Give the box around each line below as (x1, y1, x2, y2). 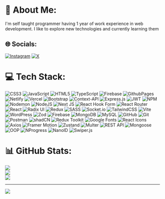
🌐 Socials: (5, 40, 37, 49)
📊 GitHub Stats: (5, 145, 72, 156)
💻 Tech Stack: (5, 71, 66, 82)
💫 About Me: (5, 4, 57, 16)
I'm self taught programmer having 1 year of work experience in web (5, 21, 143, 26)
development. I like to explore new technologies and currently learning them (5, 25, 159, 31)
